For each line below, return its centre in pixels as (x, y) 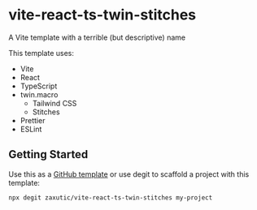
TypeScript (39, 86)
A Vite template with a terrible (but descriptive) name (97, 37)
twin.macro (39, 94)
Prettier (33, 120)
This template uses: (41, 53)
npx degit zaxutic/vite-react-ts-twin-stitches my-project (111, 197)
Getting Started (48, 154)
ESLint (31, 129)
